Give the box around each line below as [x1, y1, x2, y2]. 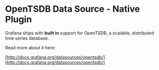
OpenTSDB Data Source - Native [5, 3, 140, 15]
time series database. [5, 35, 50, 41]
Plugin [5, 14, 32, 25]
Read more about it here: [5, 45, 56, 50]
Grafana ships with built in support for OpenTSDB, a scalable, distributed [5, 30, 155, 36]
